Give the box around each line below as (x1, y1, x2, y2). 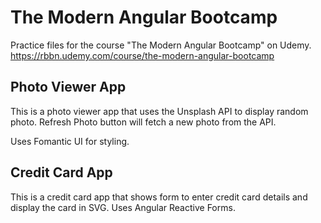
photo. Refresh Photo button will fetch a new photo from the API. (10, 116, 277, 128)
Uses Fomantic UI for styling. (10, 135, 130, 147)
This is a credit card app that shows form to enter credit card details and (10, 191, 308, 203)
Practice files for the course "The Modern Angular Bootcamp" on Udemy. (10, 39, 312, 51)
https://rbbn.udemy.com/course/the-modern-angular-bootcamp (10, 49, 275, 61)
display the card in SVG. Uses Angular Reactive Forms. (10, 201, 236, 213)
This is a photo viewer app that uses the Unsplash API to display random (10, 105, 309, 117)
